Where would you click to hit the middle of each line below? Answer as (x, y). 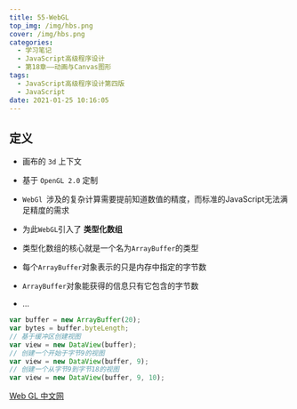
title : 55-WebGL (39, 17)
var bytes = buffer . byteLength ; (69, 329)
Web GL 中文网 (37, 396)
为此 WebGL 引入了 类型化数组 (72, 229)
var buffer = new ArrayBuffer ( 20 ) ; (75, 320)
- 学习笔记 (35, 51)
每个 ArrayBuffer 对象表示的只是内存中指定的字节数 (114, 267)
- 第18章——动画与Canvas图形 (64, 68)
